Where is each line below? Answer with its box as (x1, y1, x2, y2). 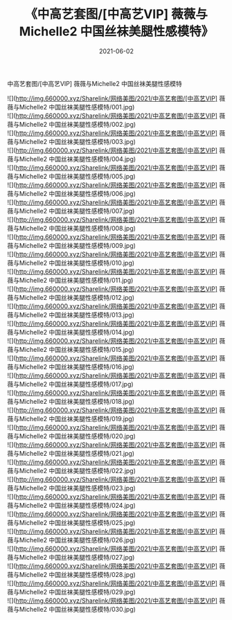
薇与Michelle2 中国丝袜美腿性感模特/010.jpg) (7, 258, 135, 267)
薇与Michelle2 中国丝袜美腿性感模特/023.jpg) (7, 484, 136, 492)
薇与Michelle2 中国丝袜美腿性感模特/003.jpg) (7, 137, 136, 145)
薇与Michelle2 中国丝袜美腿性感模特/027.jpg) (7, 553, 135, 561)
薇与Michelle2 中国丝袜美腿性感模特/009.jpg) (7, 241, 136, 249)
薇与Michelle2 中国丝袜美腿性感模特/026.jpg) (7, 535, 136, 544)
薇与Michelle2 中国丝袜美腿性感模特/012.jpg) (7, 293, 135, 301)
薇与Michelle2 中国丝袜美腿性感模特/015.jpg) (7, 345, 135, 353)
